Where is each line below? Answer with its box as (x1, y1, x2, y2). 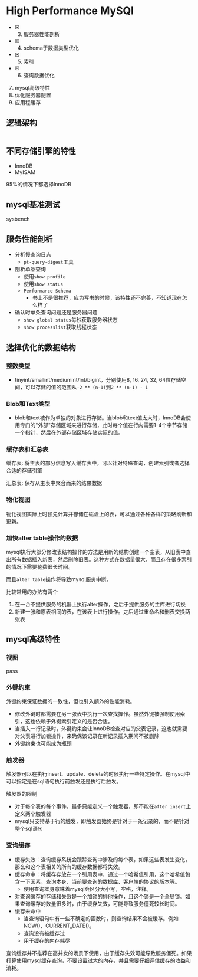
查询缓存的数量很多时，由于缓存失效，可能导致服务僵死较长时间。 (19, 900, 180, 907)
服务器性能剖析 (23, 31, 60, 38)
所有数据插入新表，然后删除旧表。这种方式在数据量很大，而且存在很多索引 (11, 556, 192, 563)
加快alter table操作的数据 (6, 534, 78, 542)
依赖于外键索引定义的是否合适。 (35, 718, 113, 725)
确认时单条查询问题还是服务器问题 (14, 309, 98, 316)
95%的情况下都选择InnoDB (6, 181, 72, 188)
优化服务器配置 (14, 91, 51, 99)
